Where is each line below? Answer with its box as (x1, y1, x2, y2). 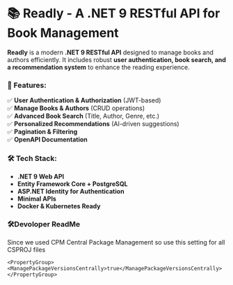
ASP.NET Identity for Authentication (17, 187, 124, 195)
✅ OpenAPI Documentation (7, 135, 88, 144)
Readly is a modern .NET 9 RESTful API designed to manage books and (7, 48, 214, 56)
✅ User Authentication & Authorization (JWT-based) (7, 96, 161, 105)
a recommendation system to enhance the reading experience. (7, 63, 190, 71)
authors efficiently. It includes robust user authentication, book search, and (7, 55, 226, 63)
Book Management (7, 25, 120, 41)
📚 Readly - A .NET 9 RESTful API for (7, 6, 220, 22)
